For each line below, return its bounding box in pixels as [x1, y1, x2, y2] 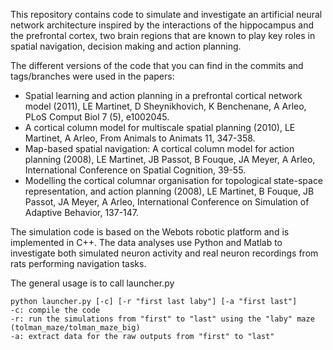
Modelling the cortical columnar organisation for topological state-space [24, 175, 324, 186]
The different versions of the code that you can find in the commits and [10, 60, 304, 71]
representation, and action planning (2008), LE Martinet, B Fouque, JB [24, 185, 315, 197]
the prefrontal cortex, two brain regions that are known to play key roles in [10, 30, 316, 41]
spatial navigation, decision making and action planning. [10, 40, 242, 52]
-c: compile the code [10, 305, 101, 315]
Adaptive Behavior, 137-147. [24, 207, 140, 218]
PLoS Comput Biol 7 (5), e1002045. [24, 111, 170, 123]
